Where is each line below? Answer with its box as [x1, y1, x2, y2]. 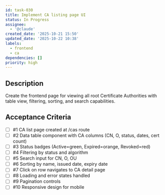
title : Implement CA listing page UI [5, 12, 86, 17]
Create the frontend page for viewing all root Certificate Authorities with [5, 93, 157, 99]
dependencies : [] [5, 55, 43, 61]
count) [12, 138, 27, 144]
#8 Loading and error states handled [12, 172, 91, 179]
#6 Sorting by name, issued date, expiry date [12, 161, 108, 167]
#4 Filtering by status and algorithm [12, 149, 89, 155]
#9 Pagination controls [12, 178, 61, 185]
